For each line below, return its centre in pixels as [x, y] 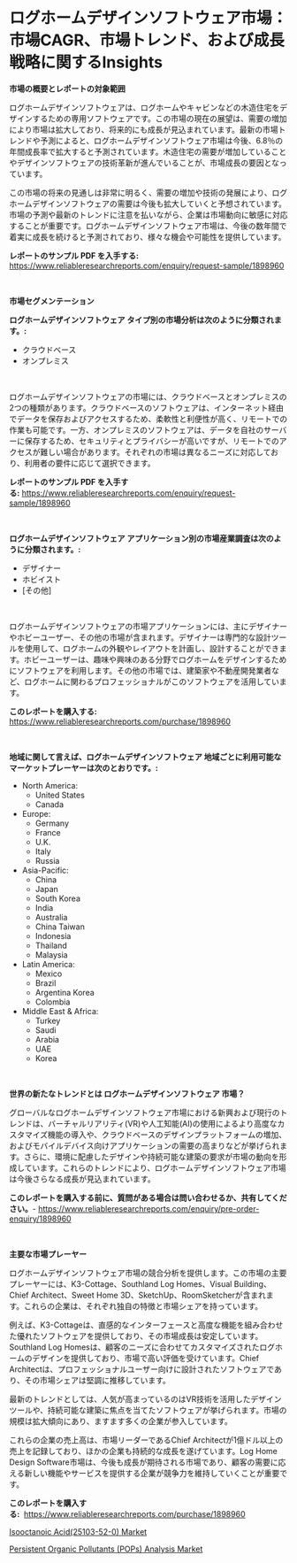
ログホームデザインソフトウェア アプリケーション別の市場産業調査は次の [141, 538]
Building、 [252, 1283]
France [48, 832]
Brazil [46, 982]
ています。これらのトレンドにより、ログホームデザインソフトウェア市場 [155, 1167]
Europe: [36, 813]
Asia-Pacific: [45, 870]
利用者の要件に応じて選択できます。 [90, 463]
